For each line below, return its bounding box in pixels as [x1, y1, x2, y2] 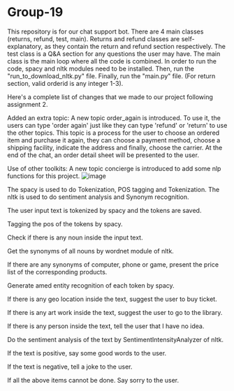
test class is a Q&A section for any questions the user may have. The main [7, 50, 221, 58]
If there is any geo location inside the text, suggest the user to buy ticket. [7, 295, 218, 303]
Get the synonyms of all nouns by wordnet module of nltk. [7, 246, 175, 255]
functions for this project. [7, 172, 80, 180]
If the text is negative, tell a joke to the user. [7, 362, 133, 371]
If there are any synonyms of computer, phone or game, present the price [7, 260, 219, 269]
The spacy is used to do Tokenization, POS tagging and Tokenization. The [7, 185, 220, 193]
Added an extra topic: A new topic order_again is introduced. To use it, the [7, 113, 221, 122]
